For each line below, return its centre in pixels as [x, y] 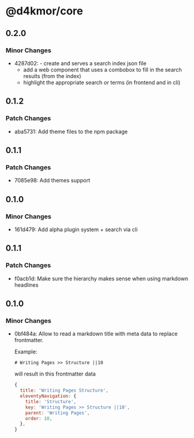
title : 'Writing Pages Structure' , [64, 391]
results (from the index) [52, 76]
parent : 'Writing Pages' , [58, 413]
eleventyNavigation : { [48, 396]
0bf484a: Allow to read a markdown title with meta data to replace [96, 334]
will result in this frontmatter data [55, 374]
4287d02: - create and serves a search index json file [80, 63]
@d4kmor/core [44, 11]
